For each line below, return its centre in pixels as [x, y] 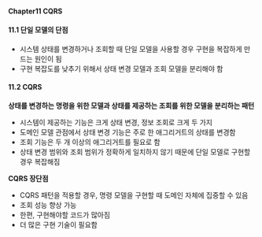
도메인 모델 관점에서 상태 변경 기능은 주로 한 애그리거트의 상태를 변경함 [127, 132]
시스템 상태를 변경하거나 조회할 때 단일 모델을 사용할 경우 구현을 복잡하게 [131, 49]
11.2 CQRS [25, 87]
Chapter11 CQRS [35, 11]
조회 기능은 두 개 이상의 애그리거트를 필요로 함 [90, 142]
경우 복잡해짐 [40, 162]
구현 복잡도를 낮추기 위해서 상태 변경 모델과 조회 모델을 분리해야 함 [121, 69]
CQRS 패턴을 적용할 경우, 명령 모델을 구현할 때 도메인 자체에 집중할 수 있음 [134, 195]
